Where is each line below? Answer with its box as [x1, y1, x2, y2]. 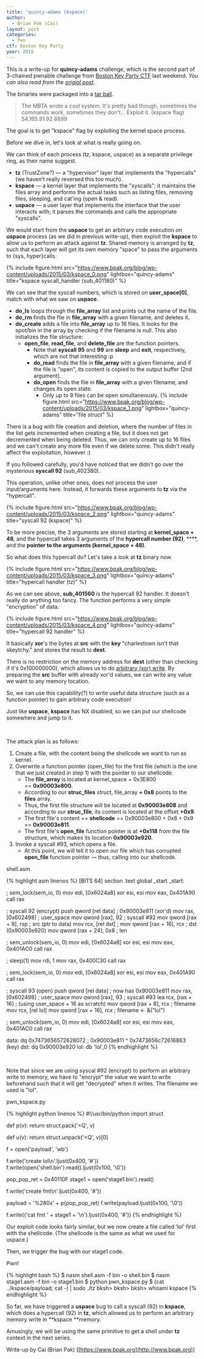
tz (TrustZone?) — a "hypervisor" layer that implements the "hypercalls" [15, 169, 197, 176]
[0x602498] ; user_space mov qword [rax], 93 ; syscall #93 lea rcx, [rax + [6, 993, 192, 1000]
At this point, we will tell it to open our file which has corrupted [24, 847, 181, 854]
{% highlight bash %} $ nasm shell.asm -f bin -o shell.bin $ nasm [6, 1271, 170, 1278]
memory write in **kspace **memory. [6, 1316, 102, 1323]
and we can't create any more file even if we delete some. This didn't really [6, 442, 195, 450]
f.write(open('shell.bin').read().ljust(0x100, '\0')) [6, 1164, 126, 1171]
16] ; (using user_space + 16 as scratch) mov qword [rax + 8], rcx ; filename [6, 1000, 196, 1007]
